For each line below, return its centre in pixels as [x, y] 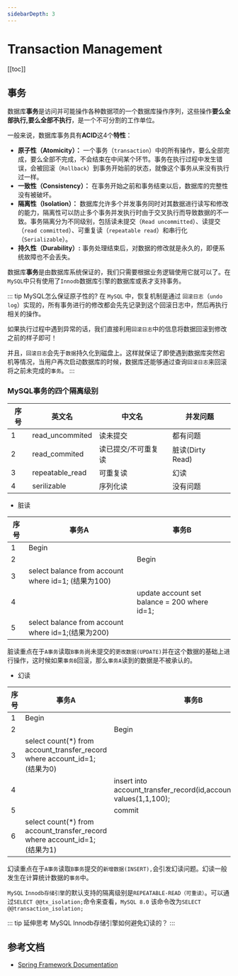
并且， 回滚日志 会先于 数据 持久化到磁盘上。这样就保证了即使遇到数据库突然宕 [116, 353]
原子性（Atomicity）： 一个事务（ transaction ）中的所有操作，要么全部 [120, 151]
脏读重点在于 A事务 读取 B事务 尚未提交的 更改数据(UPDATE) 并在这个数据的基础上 [116, 651]
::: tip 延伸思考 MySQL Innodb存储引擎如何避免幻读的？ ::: [91, 923]
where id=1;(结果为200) [69, 632]
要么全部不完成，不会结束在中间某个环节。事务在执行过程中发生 [123, 159]
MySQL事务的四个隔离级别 [53, 391]
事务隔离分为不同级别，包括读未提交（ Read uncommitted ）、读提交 [125, 222]
